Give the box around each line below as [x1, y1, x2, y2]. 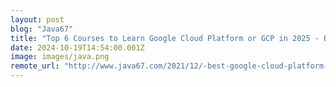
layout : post [10, 14, 65, 25]
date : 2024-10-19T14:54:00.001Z [10, 42, 145, 53]
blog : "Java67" [10, 24, 74, 34]
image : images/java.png [10, 52, 110, 62]
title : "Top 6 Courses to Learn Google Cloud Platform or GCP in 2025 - [10, 33, 320, 43]
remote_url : [10, 61, 60, 71]
